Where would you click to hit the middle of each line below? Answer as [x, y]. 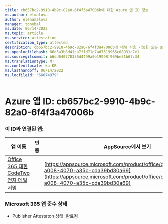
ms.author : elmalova [27, 15]
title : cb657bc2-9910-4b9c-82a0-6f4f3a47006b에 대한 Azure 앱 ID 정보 [77, 10]
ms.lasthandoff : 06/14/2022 [34, 71]
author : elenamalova [27, 19]
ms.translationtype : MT [30, 61]
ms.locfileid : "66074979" [32, 75]
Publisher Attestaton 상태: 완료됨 [45, 216]
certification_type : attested [37, 43]
